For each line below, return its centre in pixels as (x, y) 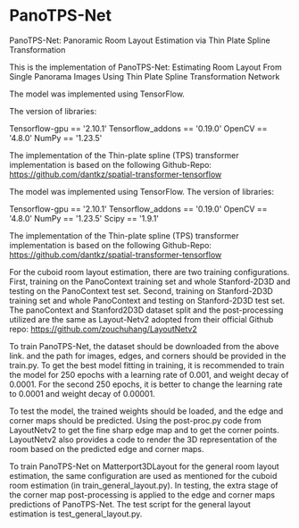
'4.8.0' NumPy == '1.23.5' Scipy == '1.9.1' (84, 218)
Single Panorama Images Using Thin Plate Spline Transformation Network (145, 76)
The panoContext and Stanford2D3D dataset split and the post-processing (146, 310)
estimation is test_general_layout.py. (76, 514)
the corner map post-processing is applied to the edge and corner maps (142, 494)
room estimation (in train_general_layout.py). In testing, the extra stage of (144, 485)
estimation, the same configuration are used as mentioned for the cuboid (143, 475)
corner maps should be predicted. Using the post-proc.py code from (135, 420)
